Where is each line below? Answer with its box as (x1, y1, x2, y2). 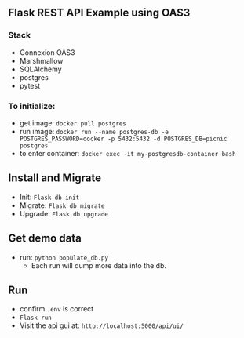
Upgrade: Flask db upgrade (19, 209, 108, 218)
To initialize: (8, 100, 56, 111)
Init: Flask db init (19, 192, 80, 202)
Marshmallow (19, 56, 64, 65)
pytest (19, 81, 41, 90)
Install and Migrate (8, 172, 102, 185)
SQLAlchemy (19, 64, 62, 74)
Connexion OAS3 (19, 47, 75, 57)
